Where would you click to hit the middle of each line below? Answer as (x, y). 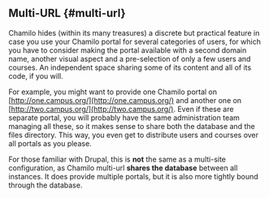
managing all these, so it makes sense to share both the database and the (132, 126)
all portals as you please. (50, 143)
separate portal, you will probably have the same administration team (124, 118)
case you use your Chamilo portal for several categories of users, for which (135, 41)
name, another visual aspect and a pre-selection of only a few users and (130, 58)
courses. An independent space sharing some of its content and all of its (130, 67)
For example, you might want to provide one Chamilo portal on (113, 92)
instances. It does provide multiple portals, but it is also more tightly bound (133, 176)
